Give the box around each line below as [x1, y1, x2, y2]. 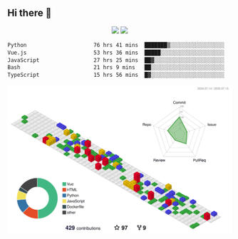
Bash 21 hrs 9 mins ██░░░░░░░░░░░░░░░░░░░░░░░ [7, 64, 224, 71]
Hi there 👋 [7, 7, 52, 19]
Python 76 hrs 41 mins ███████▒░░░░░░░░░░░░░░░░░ [7, 41, 224, 48]
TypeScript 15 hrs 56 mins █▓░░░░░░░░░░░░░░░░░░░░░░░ [7, 72, 224, 79]
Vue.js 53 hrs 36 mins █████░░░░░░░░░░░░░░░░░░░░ [7, 49, 224, 56]
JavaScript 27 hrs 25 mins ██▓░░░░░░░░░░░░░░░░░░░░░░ [7, 56, 224, 64]
